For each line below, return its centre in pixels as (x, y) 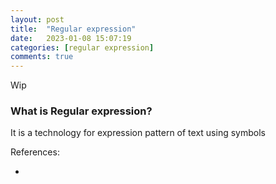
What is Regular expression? (81, 111)
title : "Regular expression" (73, 29)
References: (35, 152)
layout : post (37, 19)
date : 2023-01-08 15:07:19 (71, 38)
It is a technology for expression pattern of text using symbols (138, 133)
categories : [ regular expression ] (82, 47)
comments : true (42, 57)
